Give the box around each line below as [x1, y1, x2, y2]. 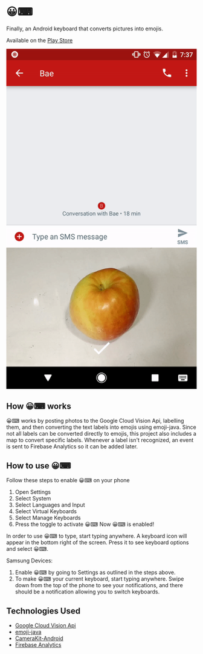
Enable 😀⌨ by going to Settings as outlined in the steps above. [14, 569, 176, 576]
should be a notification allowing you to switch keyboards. [14, 588, 160, 596]
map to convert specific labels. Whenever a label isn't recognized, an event [6, 436, 194, 444]
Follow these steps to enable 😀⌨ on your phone [6, 477, 130, 484]
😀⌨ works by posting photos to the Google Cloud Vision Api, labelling [6, 417, 184, 425]
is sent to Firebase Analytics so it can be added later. [6, 443, 138, 450]
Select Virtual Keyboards [14, 508, 77, 515]
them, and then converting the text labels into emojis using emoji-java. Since [6, 423, 196, 431]
